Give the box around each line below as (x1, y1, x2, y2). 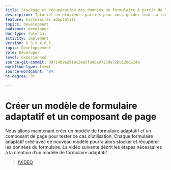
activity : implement (5, 36, 49, 41)
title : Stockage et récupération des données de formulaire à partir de (5, 7, 163, 13)
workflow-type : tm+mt (5, 64, 51, 69)
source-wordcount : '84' (5, 69, 56, 74)
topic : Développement (5, 45, 51, 50)
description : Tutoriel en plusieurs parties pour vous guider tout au (5, 12, 158, 17)
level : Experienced (5, 54, 47, 60)
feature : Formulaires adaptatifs (5, 17, 76, 22)
